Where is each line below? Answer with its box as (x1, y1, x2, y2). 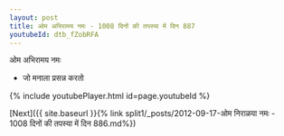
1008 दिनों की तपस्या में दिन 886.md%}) (9, 118, 137, 129)
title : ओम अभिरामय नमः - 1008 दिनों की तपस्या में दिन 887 (9, 22, 196, 31)
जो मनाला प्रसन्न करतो (22, 73, 84, 84)
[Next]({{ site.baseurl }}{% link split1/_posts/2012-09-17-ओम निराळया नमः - (9, 108, 276, 119)
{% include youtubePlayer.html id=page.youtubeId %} (9, 91, 211, 102)
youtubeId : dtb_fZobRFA (9, 30, 99, 39)
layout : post (9, 13, 59, 23)
